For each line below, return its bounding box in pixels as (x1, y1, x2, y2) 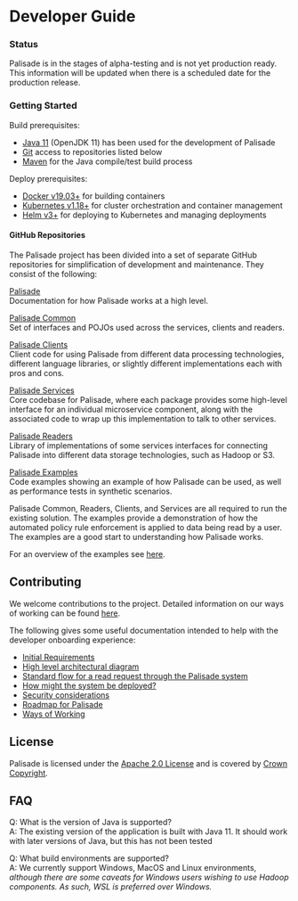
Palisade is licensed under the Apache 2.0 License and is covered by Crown (9, 758, 287, 768)
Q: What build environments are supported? (9, 853, 169, 864)
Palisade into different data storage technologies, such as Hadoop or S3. (9, 449, 276, 460)
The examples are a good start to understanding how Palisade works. (9, 531, 264, 542)
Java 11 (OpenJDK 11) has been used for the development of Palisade (21, 136, 276, 148)
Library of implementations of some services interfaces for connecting (9, 439, 269, 451)
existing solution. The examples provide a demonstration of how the (9, 512, 258, 523)
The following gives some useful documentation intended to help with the (9, 625, 278, 635)
